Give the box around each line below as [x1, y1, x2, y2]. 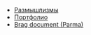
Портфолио [13, 13, 48, 21]
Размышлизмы [13, 6, 59, 14]
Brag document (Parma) [13, 21, 84, 28]
